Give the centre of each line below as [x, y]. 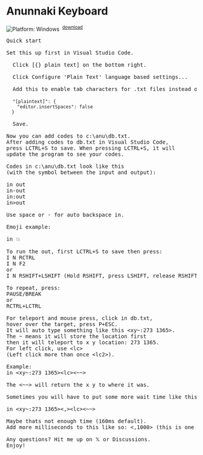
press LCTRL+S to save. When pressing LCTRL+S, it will [91, 148]
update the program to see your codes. [65, 154]
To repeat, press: [34, 288]
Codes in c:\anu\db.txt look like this [65, 166]
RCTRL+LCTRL [24, 306]
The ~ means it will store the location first [76, 336]
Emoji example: [29, 227]
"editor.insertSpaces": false [55, 107]
